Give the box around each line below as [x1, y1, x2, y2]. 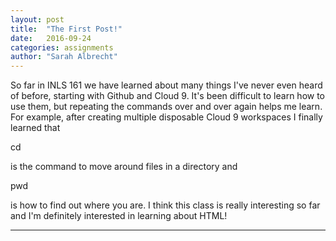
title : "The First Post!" [10, 24, 123, 34]
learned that [10, 122, 61, 134]
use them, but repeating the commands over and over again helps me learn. [10, 101, 323, 113]
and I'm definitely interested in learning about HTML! [10, 210, 228, 222]
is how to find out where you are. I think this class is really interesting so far [10, 199, 321, 211]
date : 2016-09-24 [10, 33, 92, 43]
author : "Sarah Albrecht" [10, 52, 118, 62]
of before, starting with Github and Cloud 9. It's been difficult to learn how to [10, 90, 326, 102]
